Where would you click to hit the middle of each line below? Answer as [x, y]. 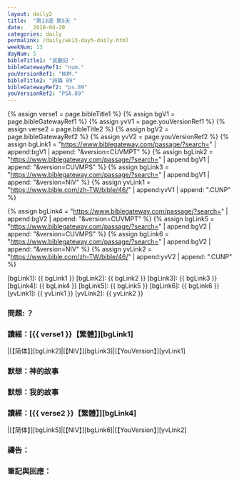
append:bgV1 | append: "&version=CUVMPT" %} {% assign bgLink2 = [111, 152]
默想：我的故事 [33, 392]
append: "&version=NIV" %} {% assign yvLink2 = [80, 249]
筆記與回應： [30, 471]
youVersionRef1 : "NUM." [43, 74]
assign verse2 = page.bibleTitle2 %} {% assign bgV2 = [88, 129]
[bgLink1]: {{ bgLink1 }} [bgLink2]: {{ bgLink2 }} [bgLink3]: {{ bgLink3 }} [112, 278]
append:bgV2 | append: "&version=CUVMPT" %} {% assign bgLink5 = [111, 219]
